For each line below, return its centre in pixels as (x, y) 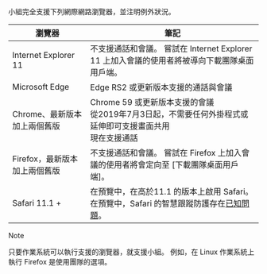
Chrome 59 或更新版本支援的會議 (152, 102)
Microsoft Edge (41, 87)
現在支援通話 (114, 138)
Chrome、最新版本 (47, 114)
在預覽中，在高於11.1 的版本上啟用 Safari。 (172, 191)
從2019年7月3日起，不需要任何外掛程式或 (169, 114)
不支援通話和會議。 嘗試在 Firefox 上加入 (166, 153)
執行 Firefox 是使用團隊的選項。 (60, 262)
